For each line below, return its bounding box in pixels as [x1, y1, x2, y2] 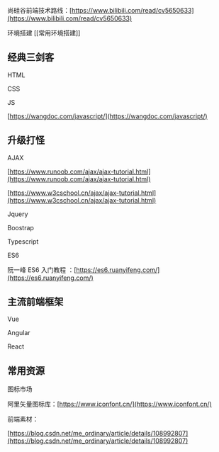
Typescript [7, 237, 39, 246]
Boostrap [7, 223, 34, 232]
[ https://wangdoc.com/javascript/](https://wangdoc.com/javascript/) [7, 112, 208, 120]
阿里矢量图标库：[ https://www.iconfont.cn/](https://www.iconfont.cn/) [7, 400, 213, 409]
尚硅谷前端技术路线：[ [7, 6, 72, 14]
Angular [7, 329, 30, 337]
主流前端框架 [7, 296, 64, 308]
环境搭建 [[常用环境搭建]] [7, 29, 81, 37]
